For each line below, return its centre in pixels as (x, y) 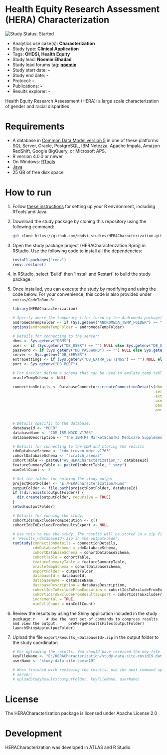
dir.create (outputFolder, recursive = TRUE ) (64, 497)
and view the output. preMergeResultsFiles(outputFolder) (78, 623)
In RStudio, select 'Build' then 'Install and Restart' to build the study (82, 274)
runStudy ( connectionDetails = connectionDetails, (65, 543)
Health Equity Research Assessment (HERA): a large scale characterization (82, 101)
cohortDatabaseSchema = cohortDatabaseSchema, (82, 553)
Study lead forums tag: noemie (44, 65)
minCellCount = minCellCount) (64, 604)
